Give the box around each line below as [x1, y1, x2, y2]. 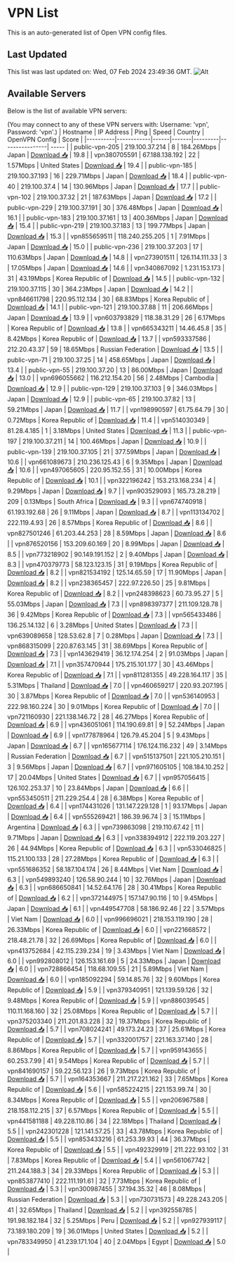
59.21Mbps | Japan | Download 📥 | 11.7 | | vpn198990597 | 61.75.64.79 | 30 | [7, 405, 229, 413]
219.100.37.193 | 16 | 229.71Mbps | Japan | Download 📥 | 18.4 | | [7, 171, 192, 180]
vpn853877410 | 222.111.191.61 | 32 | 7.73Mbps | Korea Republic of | [7, 1176, 201, 1185]
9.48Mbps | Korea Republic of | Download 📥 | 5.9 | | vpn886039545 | [7, 996, 209, 1005]
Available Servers [7, 88, 86, 100]
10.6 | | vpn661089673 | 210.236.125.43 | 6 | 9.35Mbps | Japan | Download [7, 458, 222, 466]
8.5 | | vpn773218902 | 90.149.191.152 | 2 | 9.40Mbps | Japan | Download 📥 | [7, 550, 229, 558]
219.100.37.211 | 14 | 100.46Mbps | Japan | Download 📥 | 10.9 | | [22, 436, 207, 445]
